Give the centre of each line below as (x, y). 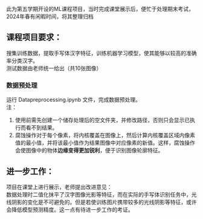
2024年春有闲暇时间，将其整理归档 (50, 16)
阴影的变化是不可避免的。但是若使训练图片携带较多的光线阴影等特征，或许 (104, 202)
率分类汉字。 (22, 60)
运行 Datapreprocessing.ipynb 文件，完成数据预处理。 (73, 100)
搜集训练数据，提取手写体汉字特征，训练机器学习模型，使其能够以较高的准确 (101, 53)
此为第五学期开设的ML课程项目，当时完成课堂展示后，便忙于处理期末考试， (100, 9)
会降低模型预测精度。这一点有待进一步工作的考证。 (70, 209)
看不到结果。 (42, 128)
